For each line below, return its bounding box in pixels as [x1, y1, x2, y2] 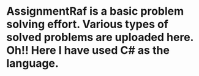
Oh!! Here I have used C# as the [6, 44, 170, 58]
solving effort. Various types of [6, 17, 168, 31]
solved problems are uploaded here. [6, 31, 194, 44]
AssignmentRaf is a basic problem [6, 4, 184, 18]
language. [6, 56, 59, 70]
